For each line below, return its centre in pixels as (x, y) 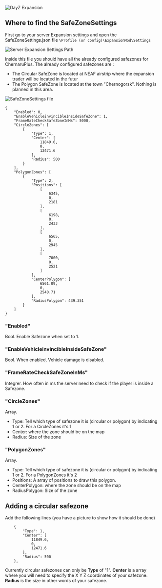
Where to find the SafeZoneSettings (61, 23)
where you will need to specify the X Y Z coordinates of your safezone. (76, 575)
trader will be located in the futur (45, 79)
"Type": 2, (42, 181)
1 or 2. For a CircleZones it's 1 (42, 427)
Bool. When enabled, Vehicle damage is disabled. (55, 360)
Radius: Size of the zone (37, 437)
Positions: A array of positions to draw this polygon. (64, 480)
